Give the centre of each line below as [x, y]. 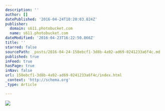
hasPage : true [20, 66]
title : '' [16, 43]
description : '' [22, 10]
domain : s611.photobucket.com [41, 29]
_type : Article [21, 84]
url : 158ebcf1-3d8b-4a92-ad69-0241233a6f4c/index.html [64, 75]
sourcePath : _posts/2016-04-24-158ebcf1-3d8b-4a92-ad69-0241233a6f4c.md [83, 52]
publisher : [17, 24]
